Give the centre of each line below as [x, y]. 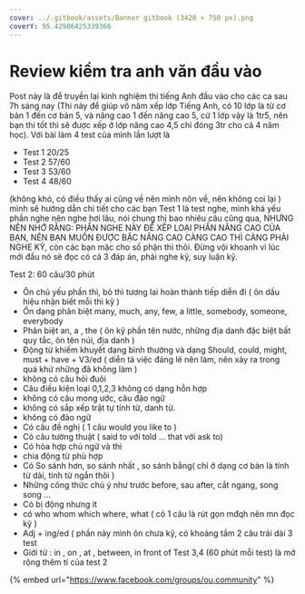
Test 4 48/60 [47, 182]
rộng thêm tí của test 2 [65, 562]
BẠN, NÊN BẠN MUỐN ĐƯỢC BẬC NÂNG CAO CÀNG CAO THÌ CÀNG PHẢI [149, 238]
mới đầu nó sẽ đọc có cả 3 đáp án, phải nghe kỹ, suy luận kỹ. [123, 257]
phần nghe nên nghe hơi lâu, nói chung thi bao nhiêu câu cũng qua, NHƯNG [152, 218]
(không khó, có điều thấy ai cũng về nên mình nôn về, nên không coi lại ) [145, 199]
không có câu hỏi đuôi [64, 379]
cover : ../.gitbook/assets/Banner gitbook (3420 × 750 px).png [132, 18]
